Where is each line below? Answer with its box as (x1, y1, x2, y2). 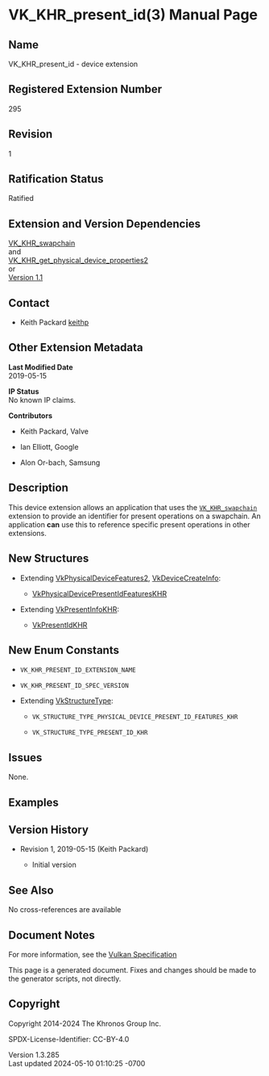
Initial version (31, 860, 77, 869)
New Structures (8, 551, 89, 566)
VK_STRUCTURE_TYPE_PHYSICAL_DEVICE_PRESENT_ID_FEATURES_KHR (31, 713, 238, 722)
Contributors (8, 410, 53, 421)
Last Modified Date (8, 362, 74, 372)
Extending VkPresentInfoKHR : (19, 604, 119, 614)
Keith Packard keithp (19, 317, 89, 328)
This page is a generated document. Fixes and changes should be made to (8, 965, 256, 974)
